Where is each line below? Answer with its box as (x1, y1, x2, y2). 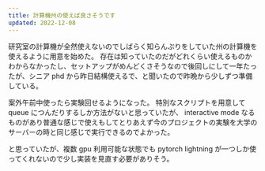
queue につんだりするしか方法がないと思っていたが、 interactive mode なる (8, 107, 256, 117)
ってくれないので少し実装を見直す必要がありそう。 (8, 154, 174, 163)
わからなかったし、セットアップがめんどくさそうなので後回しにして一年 (8, 61, 244, 71)
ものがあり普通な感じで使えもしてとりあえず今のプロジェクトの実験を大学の (8, 117, 258, 127)
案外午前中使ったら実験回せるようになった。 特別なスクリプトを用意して (8, 98, 246, 107)
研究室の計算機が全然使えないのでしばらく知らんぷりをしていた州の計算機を (8, 41, 258, 51)
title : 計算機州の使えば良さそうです (8, 11, 116, 20)
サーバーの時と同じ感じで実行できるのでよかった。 (8, 127, 175, 136)
